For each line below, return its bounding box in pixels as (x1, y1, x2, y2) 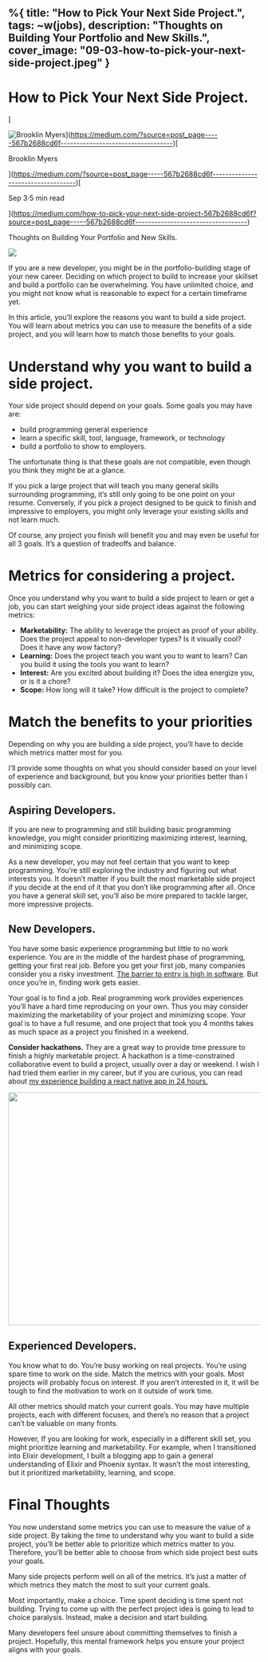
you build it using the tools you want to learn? (19, 660, 170, 669)
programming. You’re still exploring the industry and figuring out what (8, 865, 237, 874)
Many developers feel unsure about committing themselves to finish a (8, 1628, 238, 1637)
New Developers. (8, 922, 96, 936)
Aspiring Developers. (8, 803, 116, 817)
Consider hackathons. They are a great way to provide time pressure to (8, 1042, 246, 1052)
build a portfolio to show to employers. (19, 442, 147, 452)
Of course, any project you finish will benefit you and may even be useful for (8, 531, 260, 540)
